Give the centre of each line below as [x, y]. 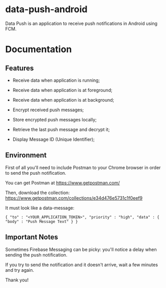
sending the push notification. [36, 254]
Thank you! [17, 280]
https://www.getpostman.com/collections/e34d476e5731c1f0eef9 [74, 198]
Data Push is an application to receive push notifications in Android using [81, 23]
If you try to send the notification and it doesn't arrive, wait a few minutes [82, 265]
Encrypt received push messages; [48, 110]
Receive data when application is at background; [63, 100]
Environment [26, 155]
